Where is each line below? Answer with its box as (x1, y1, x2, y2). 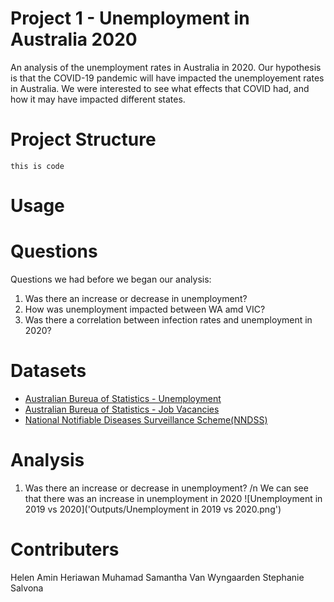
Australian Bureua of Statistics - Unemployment (24, 392, 222, 404)
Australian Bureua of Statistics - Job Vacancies (24, 403, 220, 415)
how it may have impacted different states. (10, 93, 186, 105)
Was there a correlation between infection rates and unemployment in (24, 314, 313, 326)
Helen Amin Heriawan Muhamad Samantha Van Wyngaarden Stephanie (10, 571, 305, 583)
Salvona (10, 582, 44, 594)
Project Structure (10, 128, 157, 151)
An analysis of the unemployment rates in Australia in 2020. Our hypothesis (10, 61, 322, 73)
